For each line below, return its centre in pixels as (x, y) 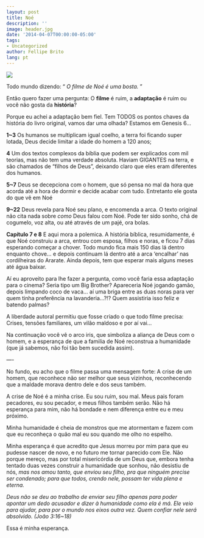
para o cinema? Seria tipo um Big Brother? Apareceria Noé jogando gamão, (100, 285)
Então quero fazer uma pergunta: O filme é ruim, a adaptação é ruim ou (97, 98)
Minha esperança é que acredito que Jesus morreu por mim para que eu (97, 446)
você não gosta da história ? (42, 105)
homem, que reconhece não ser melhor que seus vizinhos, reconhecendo (99, 378)
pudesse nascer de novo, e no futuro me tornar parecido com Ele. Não (95, 452)
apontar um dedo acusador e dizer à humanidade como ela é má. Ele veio (100, 503)
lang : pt (17, 57)
